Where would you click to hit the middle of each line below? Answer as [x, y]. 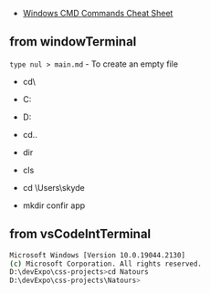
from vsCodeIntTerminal [80, 234]
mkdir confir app [54, 205]
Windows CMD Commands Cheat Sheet [98, 13]
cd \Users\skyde [53, 187]
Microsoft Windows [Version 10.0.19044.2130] [97, 255]
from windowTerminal [73, 42]
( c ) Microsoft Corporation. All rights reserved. [106, 264]
